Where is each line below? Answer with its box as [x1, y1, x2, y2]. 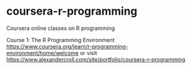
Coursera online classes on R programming [6, 24, 115, 32]
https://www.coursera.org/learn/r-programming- [6, 43, 129, 50]
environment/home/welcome [6, 49, 79, 56]
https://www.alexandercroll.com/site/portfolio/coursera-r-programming [6, 56, 186, 63]
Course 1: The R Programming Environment [6, 36, 115, 43]
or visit [80, 49, 98, 56]
